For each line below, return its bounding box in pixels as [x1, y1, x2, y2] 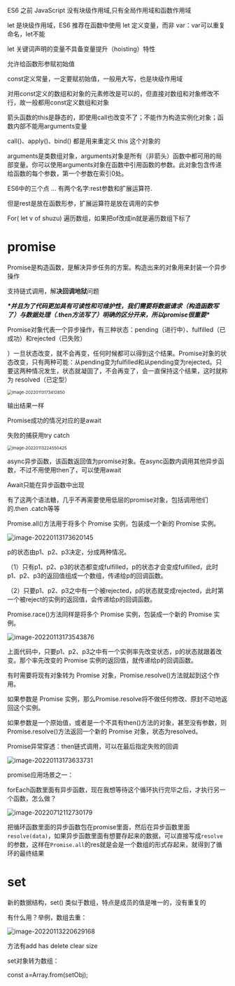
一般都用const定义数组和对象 [25, 98, 110, 107]
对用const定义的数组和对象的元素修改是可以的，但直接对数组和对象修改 [7, 90, 213, 98]
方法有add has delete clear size [7, 941, 98, 950]
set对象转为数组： [7, 957, 59, 965]
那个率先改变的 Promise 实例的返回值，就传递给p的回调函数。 [19, 655, 198, 665]
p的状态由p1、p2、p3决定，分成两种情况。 [7, 547, 131, 556]
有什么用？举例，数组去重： [7, 913, 87, 921]
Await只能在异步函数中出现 [7, 480, 85, 489]
